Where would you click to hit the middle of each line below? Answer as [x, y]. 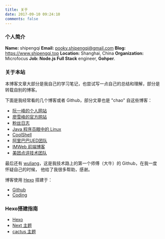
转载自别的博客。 [22, 90]
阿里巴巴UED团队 [30, 140]
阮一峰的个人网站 [29, 111]
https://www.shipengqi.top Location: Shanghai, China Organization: [74, 53]
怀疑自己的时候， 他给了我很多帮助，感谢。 [49, 169]
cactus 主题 [24, 232]
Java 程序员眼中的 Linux [37, 129]
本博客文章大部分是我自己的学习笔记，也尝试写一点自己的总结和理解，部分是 [82, 84]
